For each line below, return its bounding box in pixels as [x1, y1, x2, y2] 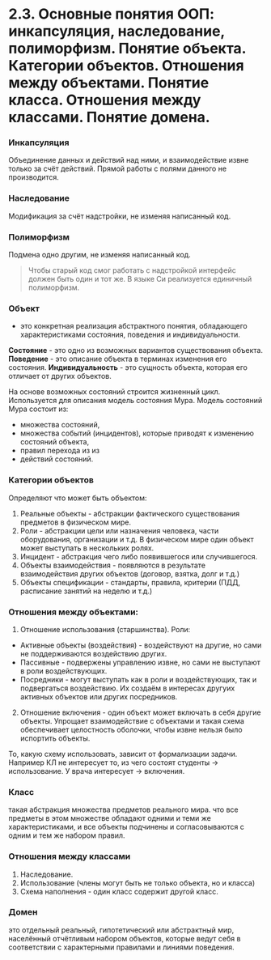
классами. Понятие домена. [8, 108, 210, 126]
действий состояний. [19, 454, 94, 464]
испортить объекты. [19, 733, 91, 743]
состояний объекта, [19, 437, 90, 447]
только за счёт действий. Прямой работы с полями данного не [8, 164, 227, 174]
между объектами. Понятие [8, 74, 210, 92]
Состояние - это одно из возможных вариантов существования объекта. [8, 346, 263, 355]
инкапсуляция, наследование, [8, 22, 225, 40]
